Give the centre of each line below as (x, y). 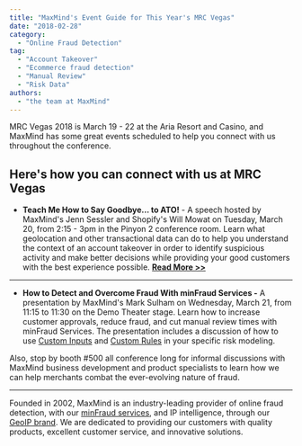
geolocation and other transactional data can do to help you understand (155, 238)
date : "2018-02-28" (46, 26)
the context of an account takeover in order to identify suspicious (143, 248)
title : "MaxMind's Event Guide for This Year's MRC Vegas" (122, 18)
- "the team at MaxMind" (64, 101)
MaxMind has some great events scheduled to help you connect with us (142, 137)
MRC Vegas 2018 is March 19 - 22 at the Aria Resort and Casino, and (136, 127)
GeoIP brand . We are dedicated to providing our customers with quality (141, 423)
